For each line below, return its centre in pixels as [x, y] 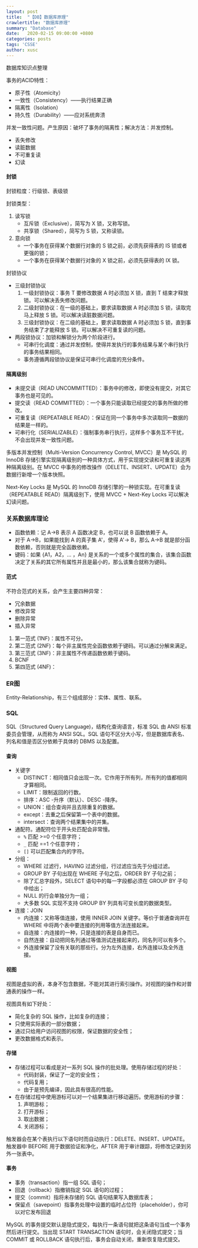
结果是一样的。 [33, 425]
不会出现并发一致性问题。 [46, 440]
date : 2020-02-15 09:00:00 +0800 [50, 34]
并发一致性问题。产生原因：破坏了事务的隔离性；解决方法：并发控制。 [91, 127]
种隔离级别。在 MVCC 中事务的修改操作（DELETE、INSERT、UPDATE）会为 [99, 467]
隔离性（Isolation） [38, 107]
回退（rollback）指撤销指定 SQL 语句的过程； [70, 1190]
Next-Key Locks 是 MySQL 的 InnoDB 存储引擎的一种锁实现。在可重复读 [93, 487]
